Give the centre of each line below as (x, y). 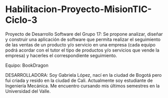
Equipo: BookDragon (27, 65)
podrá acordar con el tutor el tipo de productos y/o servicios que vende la (82, 50)
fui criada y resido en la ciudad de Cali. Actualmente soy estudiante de (79, 80)
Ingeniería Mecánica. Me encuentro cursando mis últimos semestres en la (82, 86)
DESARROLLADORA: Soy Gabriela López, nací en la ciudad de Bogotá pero (83, 75)
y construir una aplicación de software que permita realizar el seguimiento (83, 39)
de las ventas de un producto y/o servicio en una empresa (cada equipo (80, 44)
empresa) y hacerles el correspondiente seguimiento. (61, 55)
